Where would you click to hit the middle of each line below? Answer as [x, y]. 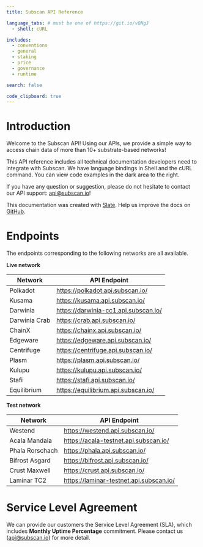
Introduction [39, 126]
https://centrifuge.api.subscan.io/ [104, 350]
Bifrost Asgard [30, 461]
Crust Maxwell [30, 470]
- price [22, 62]
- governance [28, 68]
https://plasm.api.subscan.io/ [98, 360]
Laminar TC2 [28, 480]
